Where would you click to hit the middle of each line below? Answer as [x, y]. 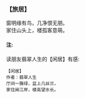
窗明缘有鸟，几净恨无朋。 [37, 23]
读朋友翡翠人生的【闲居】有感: [43, 59]
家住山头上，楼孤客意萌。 [37, 30]
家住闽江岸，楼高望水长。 [32, 90]
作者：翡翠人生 [21, 77]
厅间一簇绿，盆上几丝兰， [32, 83]
